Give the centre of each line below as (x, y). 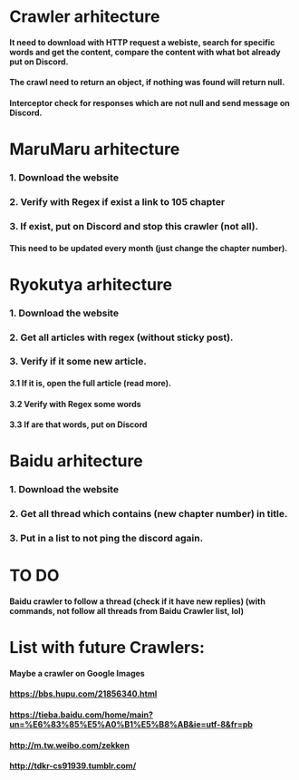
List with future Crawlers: (107, 648)
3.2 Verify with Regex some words (76, 404)
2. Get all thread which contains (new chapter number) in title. (149, 514)
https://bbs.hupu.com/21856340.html (83, 694)
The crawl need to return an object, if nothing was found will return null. (147, 83)
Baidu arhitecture (76, 461)
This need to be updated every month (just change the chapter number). (149, 248)
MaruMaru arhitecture (95, 149)
